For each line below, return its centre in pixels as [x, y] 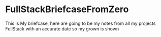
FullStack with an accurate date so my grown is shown [62, 28]
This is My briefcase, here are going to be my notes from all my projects [80, 23]
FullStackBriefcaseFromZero [67, 9]
